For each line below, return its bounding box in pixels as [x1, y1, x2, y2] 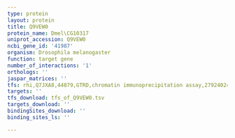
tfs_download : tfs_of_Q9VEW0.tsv [7, 95, 105, 102]
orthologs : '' [7, 68, 49, 75]
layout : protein [7, 17, 55, 24]
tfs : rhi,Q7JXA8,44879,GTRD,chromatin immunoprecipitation [7, 82, 183, 89]
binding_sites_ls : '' [7, 114, 71, 121]
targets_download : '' [7, 101, 71, 108]
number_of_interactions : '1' [7, 62, 92, 69]
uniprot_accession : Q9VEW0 [7, 36, 86, 43]
